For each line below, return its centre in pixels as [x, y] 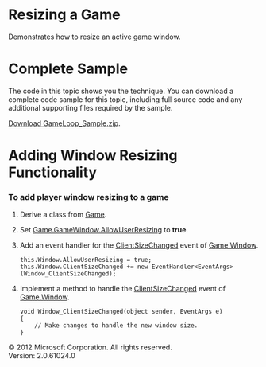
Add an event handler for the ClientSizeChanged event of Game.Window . [139, 245]
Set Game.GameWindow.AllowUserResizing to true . [104, 230]
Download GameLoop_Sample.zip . [64, 123]
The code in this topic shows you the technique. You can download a [121, 91]
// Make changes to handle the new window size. [116, 326]
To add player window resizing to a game [89, 197]
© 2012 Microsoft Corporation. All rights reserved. [90, 347]
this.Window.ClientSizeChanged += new [84, 267]
